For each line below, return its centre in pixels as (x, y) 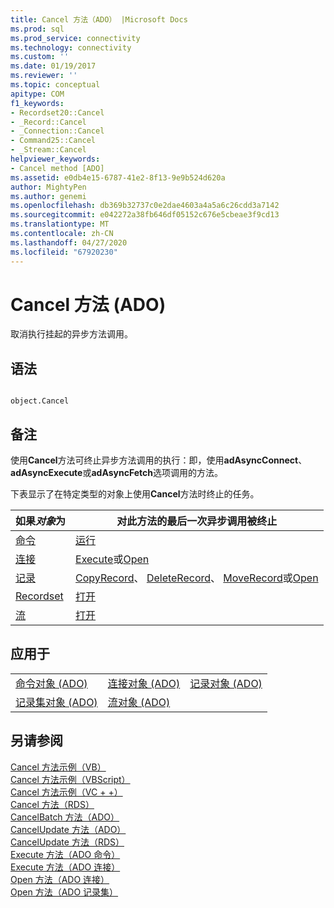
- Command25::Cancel (53, 141)
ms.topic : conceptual (55, 85)
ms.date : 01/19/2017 (53, 66)
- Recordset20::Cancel (57, 112)
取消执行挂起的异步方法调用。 (71, 334)
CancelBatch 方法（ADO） (65, 817)
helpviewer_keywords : (55, 159)
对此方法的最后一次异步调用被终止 (197, 521)
